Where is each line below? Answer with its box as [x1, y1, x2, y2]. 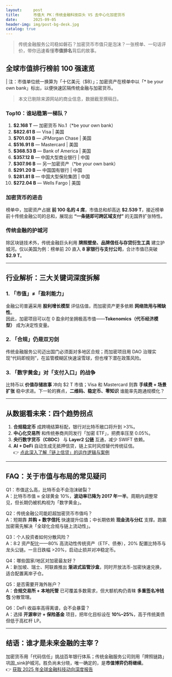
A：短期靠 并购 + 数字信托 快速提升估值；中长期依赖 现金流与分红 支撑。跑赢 [6, 516, 167, 523]
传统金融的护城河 [6, 227, 48, 234]
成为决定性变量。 [15, 322, 52, 328]
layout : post [6, 7, 43, 13]
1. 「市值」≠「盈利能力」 [6, 290, 67, 297]
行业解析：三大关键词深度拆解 [6, 274, 100, 282]
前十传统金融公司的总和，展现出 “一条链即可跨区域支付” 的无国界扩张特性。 [6, 213, 165, 219]
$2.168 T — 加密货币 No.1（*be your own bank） [13, 122, 116, 128]
